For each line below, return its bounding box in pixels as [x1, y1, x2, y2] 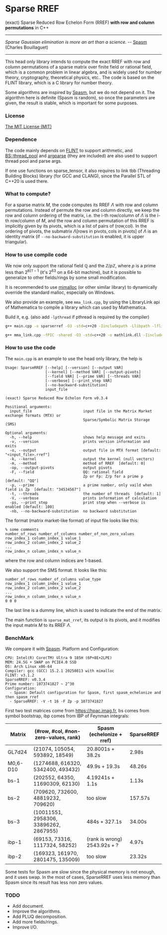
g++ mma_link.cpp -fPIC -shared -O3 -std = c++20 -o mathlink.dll [5, 333, 141, 338]
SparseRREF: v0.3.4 [5, 677, 46, 682]
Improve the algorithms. [12, 908, 61, 915]
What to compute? [5, 190, 51, 197]
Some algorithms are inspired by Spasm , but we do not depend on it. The [5, 89, 155, 95]
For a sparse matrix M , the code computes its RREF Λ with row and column [5, 202, 158, 208]
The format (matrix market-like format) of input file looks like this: [5, 517, 139, 523]
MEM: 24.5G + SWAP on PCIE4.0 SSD [5, 660, 77, 665]
